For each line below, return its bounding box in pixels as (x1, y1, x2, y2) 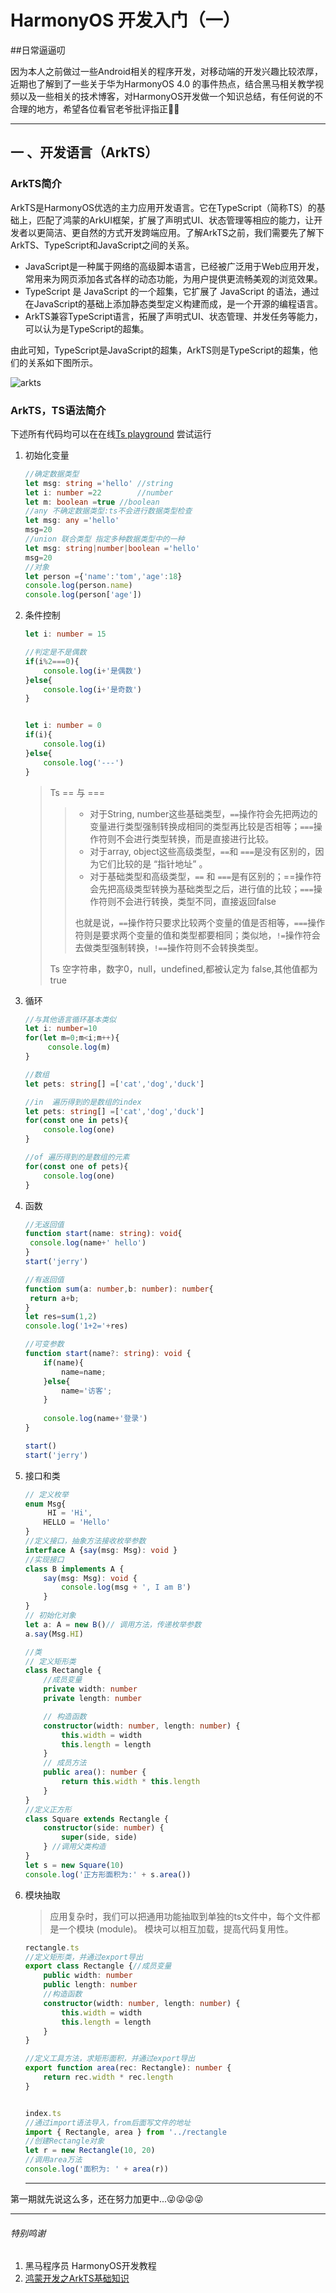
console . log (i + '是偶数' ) (43, 666, 142, 676)
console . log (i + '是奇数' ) (43, 684, 142, 695)
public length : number (43, 1980, 138, 1990)
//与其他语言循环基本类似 (24, 1014, 117, 1025)
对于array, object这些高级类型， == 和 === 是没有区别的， (89, 845, 316, 857)
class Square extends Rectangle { (24, 1814, 169, 1824)
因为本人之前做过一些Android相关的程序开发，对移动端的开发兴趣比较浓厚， (10, 65, 323, 77)
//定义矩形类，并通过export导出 (24, 1952, 143, 1962)
